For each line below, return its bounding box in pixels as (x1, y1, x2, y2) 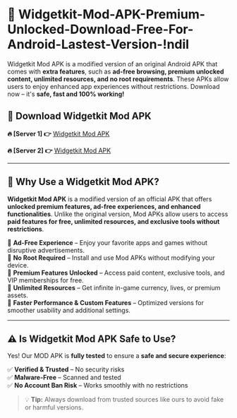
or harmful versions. (24, 403, 83, 412)
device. (7, 261, 29, 269)
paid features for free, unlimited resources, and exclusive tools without (7, 217, 220, 225)
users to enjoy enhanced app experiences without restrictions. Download (7, 82, 220, 90)
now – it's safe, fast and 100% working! (7, 90, 125, 98)
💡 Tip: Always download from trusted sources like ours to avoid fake (24, 395, 224, 404)
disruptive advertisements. (7, 246, 85, 254)
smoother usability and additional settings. (7, 306, 130, 314)
